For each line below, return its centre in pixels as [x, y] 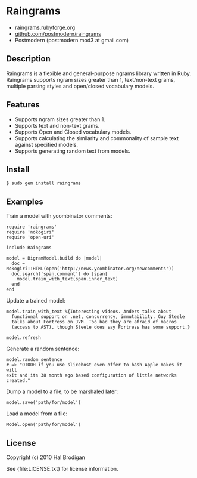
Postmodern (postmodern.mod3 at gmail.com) [72, 40]
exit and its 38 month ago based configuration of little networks [92, 375]
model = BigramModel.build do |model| [54, 258]
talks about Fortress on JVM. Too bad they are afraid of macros [94, 322]
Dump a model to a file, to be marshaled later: [62, 391]
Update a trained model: [36, 301]
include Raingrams [29, 248]
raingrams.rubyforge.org [45, 27]
